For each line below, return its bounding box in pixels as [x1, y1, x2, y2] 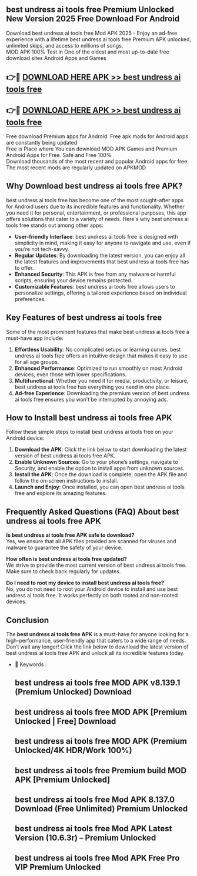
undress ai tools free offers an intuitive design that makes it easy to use [14, 352, 188, 359]
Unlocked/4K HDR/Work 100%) [14, 745, 132, 755]
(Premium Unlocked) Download [14, 687, 132, 697]
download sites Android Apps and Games [6, 54, 107, 61]
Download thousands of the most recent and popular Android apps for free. [6, 158, 189, 165]
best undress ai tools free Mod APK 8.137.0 [14, 795, 175, 805]
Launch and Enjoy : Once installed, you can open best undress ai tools [14, 483, 185, 490]
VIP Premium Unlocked [14, 862, 101, 872]
